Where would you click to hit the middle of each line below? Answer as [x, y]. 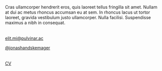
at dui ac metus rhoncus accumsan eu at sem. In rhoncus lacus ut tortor [78, 12]
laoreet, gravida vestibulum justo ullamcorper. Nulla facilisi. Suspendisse [78, 17]
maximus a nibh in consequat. [35, 23]
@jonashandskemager [28, 48]
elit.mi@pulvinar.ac [24, 38]
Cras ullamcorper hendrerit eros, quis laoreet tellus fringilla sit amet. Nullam [81, 7]
